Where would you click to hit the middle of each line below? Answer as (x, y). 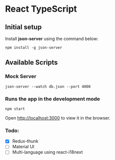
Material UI (23, 147)
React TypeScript (41, 9)
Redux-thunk (25, 141)
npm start (15, 109)
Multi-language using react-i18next (47, 152)
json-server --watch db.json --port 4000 (48, 86)
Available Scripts (31, 63)
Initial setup (23, 27)
